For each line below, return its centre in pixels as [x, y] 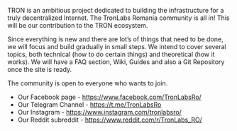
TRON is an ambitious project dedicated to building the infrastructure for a [116, 10]
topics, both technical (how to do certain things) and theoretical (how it [111, 54]
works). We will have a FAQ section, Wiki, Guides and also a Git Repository [116, 62]
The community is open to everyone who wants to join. [88, 83]
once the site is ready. [40, 69]
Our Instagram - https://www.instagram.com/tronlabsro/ [100, 112]
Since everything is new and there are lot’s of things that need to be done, [115, 39]
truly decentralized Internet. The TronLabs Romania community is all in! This [118, 18]
